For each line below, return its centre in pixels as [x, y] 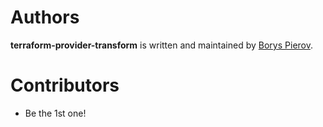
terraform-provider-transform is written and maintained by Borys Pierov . [162, 45]
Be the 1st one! [55, 113]
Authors [45, 17]
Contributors [65, 85]
